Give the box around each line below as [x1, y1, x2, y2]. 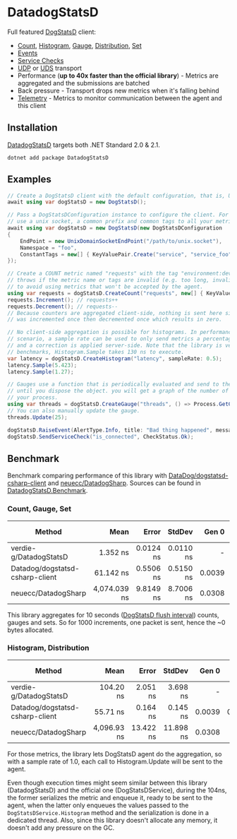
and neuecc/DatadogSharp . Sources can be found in [47, 479, 201, 487]
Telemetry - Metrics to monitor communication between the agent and [17, 93, 222, 102]
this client [17, 101, 47, 109]
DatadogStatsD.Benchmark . [7, 487, 88, 495]
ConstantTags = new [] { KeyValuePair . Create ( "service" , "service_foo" [20, 251, 232, 258]
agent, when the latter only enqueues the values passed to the [7, 801, 189, 809]
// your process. [7, 394, 59, 401]
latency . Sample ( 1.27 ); [7, 368, 74, 375]
